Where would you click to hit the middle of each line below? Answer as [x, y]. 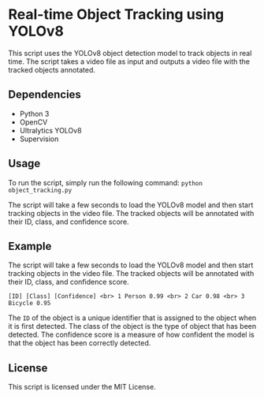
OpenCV [33, 122]
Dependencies [45, 95]
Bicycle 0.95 [30, 304]
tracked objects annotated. [52, 69]
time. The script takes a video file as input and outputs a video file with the [129, 62]
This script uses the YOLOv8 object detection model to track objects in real [130, 53]
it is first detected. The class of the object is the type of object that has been [132, 326]
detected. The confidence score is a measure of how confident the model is [131, 335]
